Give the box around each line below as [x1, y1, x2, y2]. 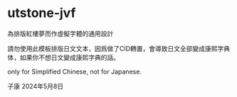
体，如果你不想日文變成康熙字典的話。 [7, 53, 120, 62]
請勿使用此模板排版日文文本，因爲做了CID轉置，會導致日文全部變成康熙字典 [7, 44, 231, 52]
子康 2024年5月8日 [7, 81, 64, 90]
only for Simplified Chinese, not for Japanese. [7, 67, 142, 76]
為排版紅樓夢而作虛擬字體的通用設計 [7, 29, 114, 38]
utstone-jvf [7, 5, 76, 21]
